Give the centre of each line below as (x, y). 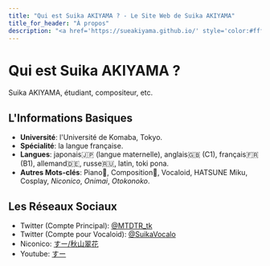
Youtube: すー (43, 253)
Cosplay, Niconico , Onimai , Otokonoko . (85, 181)
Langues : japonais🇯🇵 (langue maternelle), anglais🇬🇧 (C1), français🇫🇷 (139, 154)
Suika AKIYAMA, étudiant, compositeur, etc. (81, 92)
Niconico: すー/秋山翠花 (59, 243)
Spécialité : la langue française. (72, 146)
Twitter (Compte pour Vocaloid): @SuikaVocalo (98, 234)
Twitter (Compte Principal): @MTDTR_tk (86, 225)
